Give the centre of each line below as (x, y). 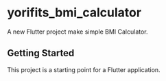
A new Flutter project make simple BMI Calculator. (78, 32)
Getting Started (41, 53)
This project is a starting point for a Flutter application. (84, 69)
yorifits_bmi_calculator (74, 13)
